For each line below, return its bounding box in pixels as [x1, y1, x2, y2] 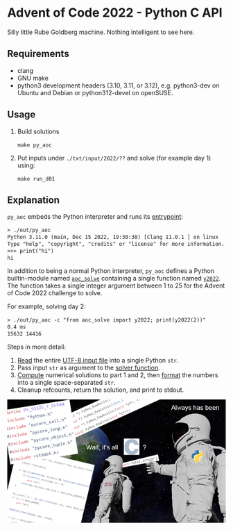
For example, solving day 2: [7, 302, 86, 310]
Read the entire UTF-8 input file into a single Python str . [17, 356, 179, 365]
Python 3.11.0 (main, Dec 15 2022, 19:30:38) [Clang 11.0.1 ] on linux [7, 234, 218, 241]
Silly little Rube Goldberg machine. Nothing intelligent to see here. [7, 28, 195, 36]
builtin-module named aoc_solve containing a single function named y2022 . [7, 274, 221, 283]
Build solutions [17, 127, 60, 135]
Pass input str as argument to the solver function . [17, 363, 161, 372]
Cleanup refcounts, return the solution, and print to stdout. [17, 386, 184, 394]
